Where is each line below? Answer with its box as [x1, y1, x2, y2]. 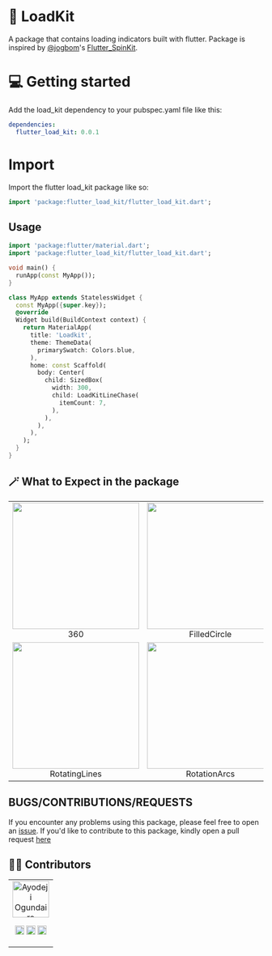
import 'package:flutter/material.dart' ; [8, 242, 151, 250]
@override [15, 308, 49, 317]
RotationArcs [185, 768, 236, 780]
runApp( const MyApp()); [15, 271, 96, 279]
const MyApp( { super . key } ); [15, 301, 107, 309]
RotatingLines [49, 768, 103, 780]
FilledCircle [189, 628, 232, 639]
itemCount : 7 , [59, 398, 107, 407]
